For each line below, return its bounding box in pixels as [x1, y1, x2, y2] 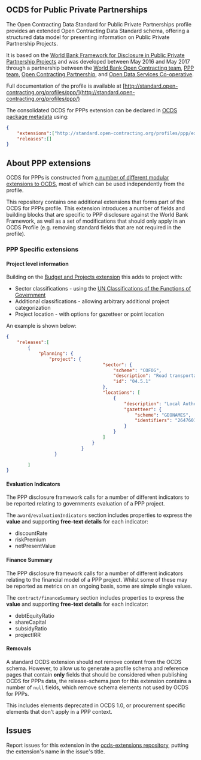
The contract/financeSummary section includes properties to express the [6, 594, 184, 601]
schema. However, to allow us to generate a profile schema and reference [6, 665, 188, 672]
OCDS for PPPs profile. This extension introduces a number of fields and [6, 205, 185, 212]
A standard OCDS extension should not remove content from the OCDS [6, 658, 182, 665]
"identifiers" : [134, 417, 172, 424]
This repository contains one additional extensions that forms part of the [6, 198, 185, 206]
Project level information [6, 260, 69, 267]
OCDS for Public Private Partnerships [6, 5, 148, 15]
